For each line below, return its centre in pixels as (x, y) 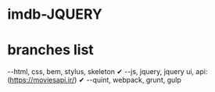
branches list (51, 50)
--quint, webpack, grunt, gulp (134, 80)
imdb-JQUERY (55, 14)
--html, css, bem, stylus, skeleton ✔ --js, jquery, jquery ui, (101, 72)
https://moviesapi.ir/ (42, 80)
